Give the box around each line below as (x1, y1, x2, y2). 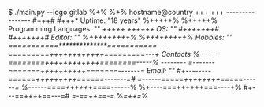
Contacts (161, 50, 191, 58)
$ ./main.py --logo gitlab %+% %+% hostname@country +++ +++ (8, 8, 225, 17)
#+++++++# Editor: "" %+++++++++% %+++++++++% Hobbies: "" (8, 32, 233, 42)
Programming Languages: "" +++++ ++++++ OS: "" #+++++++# (8, 24, 219, 33)
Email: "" (146, 66, 175, 75)
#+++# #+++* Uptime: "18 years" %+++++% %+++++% (32, 16, 218, 25)
